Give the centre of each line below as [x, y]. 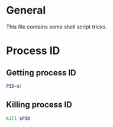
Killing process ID [39, 105]
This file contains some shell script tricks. [57, 27]
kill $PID [18, 118]
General [26, 10]
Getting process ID [41, 73]
